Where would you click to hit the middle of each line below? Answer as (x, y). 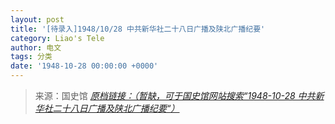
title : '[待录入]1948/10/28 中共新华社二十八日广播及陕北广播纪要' (138, 29)
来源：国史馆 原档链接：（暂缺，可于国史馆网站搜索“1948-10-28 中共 (175, 95)
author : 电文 (36, 47)
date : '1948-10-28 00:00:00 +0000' (84, 66)
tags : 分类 (31, 57)
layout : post (37, 19)
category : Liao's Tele (57, 38)
